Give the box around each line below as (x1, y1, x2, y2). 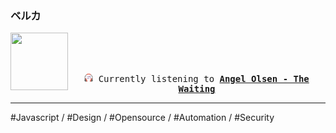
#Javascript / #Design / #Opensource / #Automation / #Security (10, 112, 275, 124)
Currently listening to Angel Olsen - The (98, 73, 310, 85)
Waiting (178, 83, 216, 95)
